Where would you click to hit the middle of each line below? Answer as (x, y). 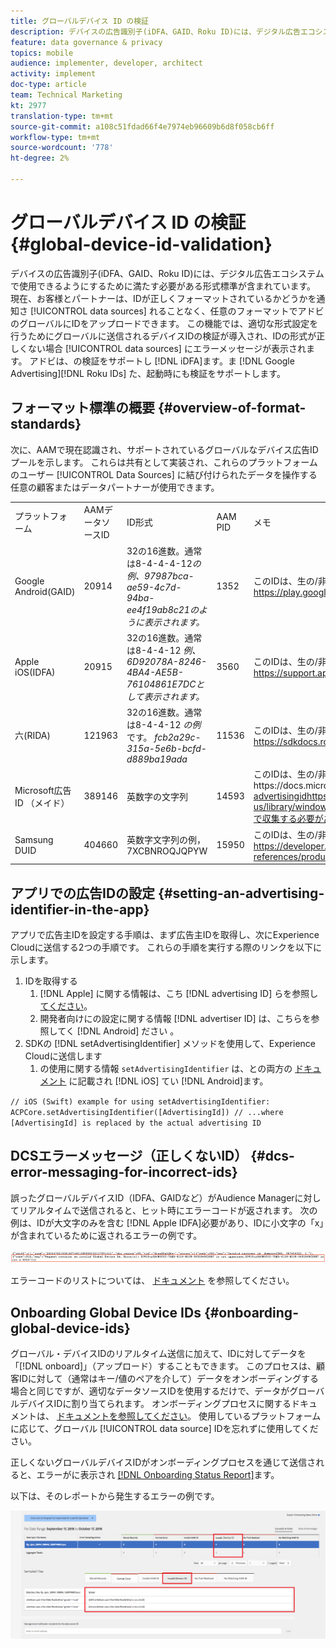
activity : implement (53, 74)
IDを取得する (51, 981)
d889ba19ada (157, 759)
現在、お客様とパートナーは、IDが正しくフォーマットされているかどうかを (163, 298)
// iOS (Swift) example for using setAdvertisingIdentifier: (140, 1101)
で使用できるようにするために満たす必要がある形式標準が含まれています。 (163, 286)
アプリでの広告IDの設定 (83, 893)
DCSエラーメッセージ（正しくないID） (129, 1156)
